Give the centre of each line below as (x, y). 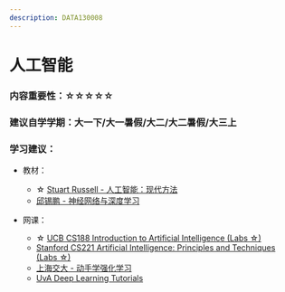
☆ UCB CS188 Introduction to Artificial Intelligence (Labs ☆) (149, 238)
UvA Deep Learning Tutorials (90, 278)
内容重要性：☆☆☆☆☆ (62, 96)
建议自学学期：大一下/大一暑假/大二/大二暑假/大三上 (123, 122)
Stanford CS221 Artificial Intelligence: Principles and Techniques (156, 247)
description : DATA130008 (56, 18)
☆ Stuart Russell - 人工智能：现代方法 (107, 189)
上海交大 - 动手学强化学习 (84, 268)
